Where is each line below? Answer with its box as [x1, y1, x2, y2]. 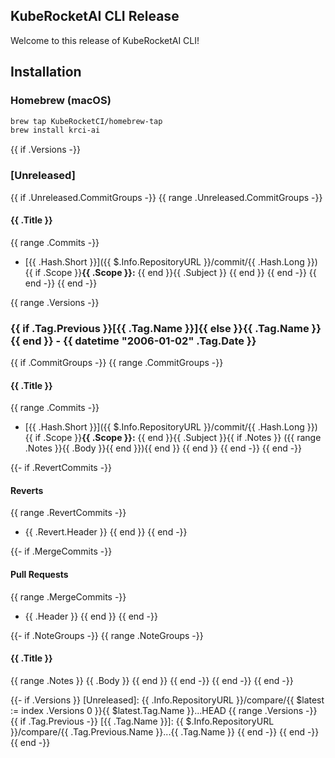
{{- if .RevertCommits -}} [10, 462, 113, 474]
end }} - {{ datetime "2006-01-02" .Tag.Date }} [22, 334, 257, 348]
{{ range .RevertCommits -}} [10, 507, 127, 519]
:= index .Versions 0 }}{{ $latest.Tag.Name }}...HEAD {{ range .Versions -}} [10, 704, 318, 716]
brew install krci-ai [10, 125, 101, 136]
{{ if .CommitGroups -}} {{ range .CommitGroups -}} [10, 357, 224, 369]
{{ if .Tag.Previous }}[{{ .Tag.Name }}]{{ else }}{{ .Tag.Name [10, 321, 310, 335]
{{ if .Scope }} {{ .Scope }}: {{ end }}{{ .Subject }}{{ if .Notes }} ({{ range [24, 432, 322, 444]
